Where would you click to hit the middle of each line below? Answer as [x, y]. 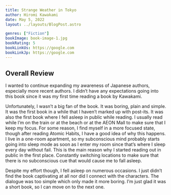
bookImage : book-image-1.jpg [36, 38]
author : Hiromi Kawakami [32, 15]
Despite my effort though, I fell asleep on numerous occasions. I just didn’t [84, 171]
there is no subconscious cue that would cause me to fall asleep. [74, 161]
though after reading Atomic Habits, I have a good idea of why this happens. [86, 134]
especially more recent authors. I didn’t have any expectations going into [82, 91]
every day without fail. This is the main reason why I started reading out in [83, 150]
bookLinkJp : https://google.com [40, 52]
